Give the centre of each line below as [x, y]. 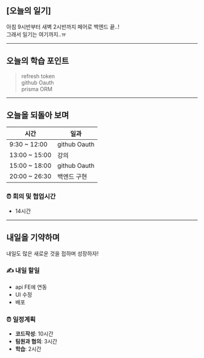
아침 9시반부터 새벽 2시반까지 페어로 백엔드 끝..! [63, 27]
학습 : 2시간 [28, 349]
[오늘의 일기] [29, 11]
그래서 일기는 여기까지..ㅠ [36, 34]
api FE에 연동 [31, 287]
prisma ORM [37, 89]
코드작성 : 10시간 [34, 334]
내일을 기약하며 [33, 238]
